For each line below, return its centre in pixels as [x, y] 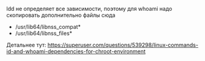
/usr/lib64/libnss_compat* [48, 27]
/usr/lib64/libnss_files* [43, 33]
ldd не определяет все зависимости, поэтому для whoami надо [89, 9]
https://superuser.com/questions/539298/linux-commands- [123, 45]
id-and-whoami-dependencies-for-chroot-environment [76, 51]
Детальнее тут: [26, 45]
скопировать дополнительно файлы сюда [61, 15]
